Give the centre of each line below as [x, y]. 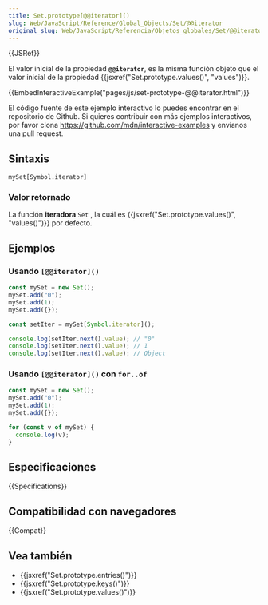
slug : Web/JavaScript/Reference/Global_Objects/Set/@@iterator [116, 23]
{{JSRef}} [24, 54]
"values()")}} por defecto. [50, 223]
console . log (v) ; [42, 435]
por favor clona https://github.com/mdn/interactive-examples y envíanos [128, 125]
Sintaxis [29, 159]
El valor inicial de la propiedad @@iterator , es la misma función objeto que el [134, 69]
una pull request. [36, 133]
